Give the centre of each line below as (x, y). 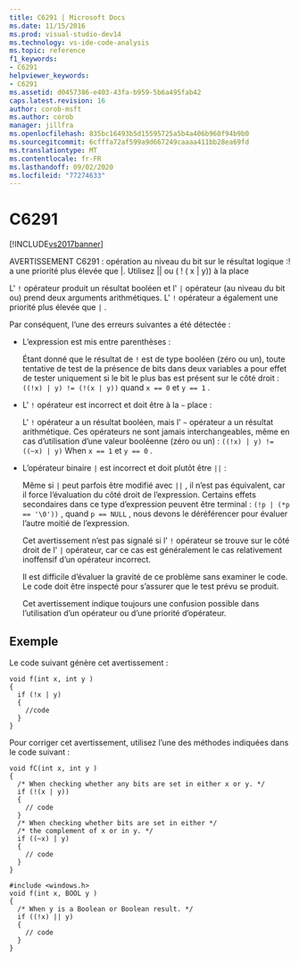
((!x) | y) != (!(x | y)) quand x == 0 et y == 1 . (116, 388)
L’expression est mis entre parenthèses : (96, 342)
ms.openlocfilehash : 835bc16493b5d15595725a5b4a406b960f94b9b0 (129, 134)
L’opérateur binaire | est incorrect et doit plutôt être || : (124, 468)
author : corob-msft (46, 109)
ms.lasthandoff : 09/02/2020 (62, 167)
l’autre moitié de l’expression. (75, 523)
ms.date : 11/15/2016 (48, 26)
